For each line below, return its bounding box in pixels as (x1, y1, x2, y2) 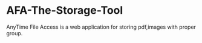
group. (6, 29, 23, 36)
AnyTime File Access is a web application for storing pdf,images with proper (6, 23, 197, 30)
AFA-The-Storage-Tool (6, 4, 123, 17)
